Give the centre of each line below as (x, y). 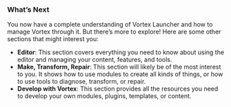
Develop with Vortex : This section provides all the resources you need (118, 89)
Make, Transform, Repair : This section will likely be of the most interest (119, 67)
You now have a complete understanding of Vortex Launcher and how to (110, 25)
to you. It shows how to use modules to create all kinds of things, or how (120, 74)
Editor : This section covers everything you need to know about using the (121, 52)
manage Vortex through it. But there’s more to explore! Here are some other (114, 32)
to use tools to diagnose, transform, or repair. (81, 82)
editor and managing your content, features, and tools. (94, 60)
